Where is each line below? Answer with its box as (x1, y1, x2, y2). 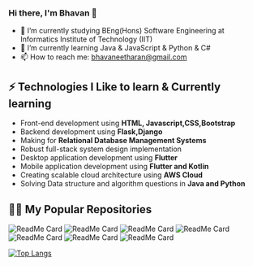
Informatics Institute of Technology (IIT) (19, 34, 153, 44)
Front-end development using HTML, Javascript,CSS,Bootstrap (19, 118, 236, 129)
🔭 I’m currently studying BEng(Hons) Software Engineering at (19, 26, 225, 36)
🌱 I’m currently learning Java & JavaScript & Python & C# (19, 43, 211, 53)
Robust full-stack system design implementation (19, 144, 182, 154)
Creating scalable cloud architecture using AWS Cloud (19, 170, 203, 180)
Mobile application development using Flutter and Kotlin (19, 162, 209, 172)
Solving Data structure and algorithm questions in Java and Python (19, 179, 246, 189)
